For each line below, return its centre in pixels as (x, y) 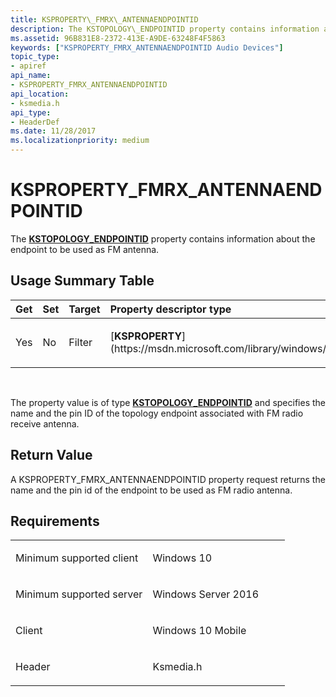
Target (84, 309)
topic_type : (35, 57)
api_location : (40, 94)
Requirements (55, 521)
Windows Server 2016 (206, 594)
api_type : (31, 112)
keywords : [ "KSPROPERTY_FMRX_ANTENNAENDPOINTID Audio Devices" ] (147, 47)
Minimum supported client (77, 558)
